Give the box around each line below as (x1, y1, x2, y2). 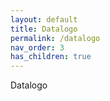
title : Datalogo (10, 24, 78, 34)
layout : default (10, 14, 78, 25)
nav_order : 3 (10, 42, 65, 53)
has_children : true (10, 52, 92, 62)
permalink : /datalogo (10, 33, 101, 43)
